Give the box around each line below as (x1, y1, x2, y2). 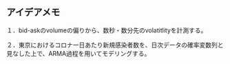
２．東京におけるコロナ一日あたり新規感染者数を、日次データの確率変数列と (6, 41, 224, 49)
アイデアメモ (6, 6, 60, 19)
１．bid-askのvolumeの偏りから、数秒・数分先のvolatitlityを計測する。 (6, 26, 207, 34)
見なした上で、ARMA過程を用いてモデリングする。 (6, 49, 151, 57)
